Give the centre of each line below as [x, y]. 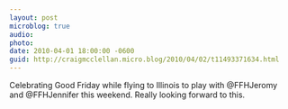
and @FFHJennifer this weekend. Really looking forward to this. [127, 95]
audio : [22, 34]
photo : [22, 43]
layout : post [34, 18]
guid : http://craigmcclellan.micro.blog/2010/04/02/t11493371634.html [144, 59]
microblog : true [40, 26]
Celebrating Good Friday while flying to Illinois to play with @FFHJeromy [144, 85]
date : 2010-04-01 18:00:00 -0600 [72, 51]
